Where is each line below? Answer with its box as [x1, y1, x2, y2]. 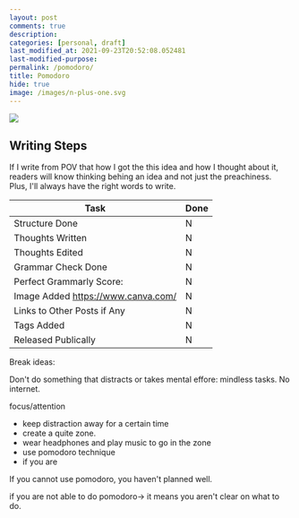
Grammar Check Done [13, 261, 107, 273]
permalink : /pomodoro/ [9, 64, 94, 73]
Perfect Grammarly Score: [13, 275, 124, 288]
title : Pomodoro [9, 72, 70, 81]
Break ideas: [9, 357, 56, 367]
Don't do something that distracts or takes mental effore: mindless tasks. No [9, 374, 291, 385]
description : [9, 30, 58, 39]
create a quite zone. [21, 427, 97, 439]
